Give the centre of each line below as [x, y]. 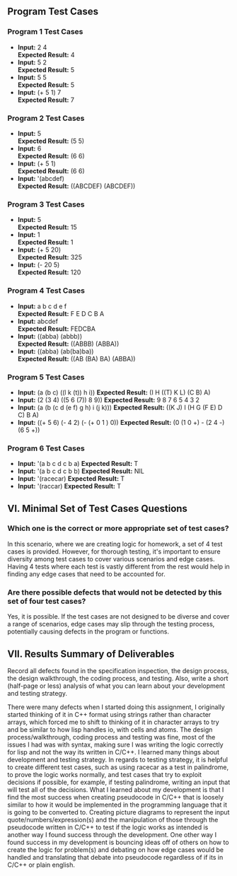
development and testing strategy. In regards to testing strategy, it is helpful [118, 759]
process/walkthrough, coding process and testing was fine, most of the [111, 737]
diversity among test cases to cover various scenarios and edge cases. [111, 559]
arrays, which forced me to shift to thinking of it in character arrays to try [113, 722]
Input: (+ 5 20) [39, 250]
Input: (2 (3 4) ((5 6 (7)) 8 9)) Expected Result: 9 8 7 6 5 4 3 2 [108, 399]
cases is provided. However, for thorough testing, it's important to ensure [114, 551]
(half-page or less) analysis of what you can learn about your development [116, 686]
